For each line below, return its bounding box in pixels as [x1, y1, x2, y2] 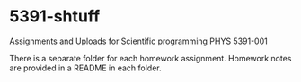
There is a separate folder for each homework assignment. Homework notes [9, 53, 292, 63]
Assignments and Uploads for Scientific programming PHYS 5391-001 [9, 36, 268, 46]
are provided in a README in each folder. [9, 62, 162, 73]
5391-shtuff [9, 6, 101, 27]
